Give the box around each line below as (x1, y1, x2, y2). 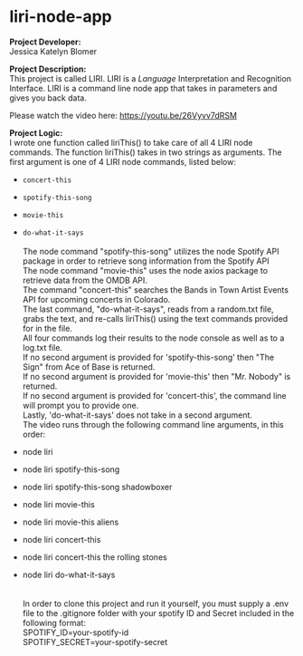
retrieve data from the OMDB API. (22, 275, 147, 285)
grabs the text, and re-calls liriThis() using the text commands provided (22, 313, 289, 323)
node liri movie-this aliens (22, 516, 119, 527)
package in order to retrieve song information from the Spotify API (22, 256, 270, 266)
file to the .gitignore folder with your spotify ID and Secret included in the (22, 607, 295, 618)
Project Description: (9, 63, 87, 74)
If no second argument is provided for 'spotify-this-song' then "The (22, 352, 274, 362)
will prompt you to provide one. (22, 400, 139, 410)
